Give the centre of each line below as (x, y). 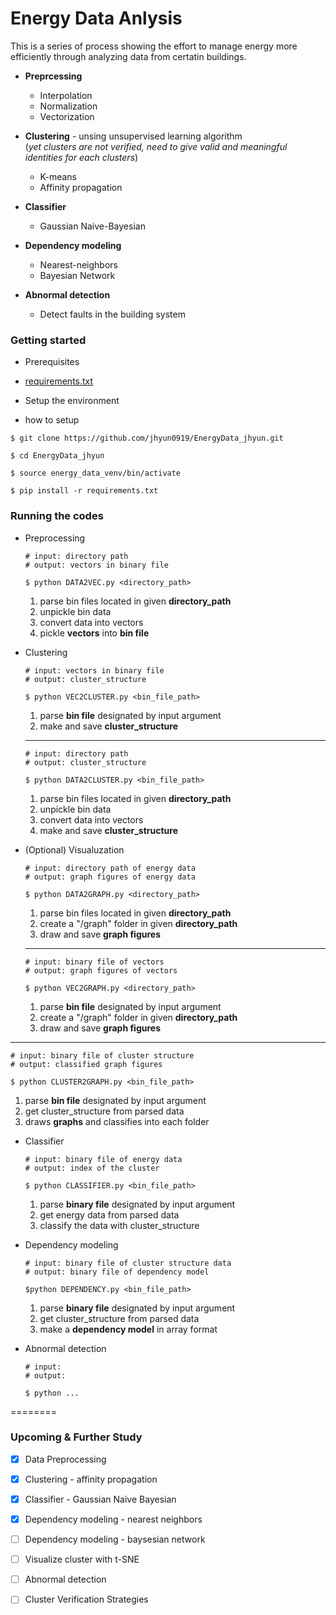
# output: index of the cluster (92, 1168)
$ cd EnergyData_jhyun (57, 456)
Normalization (68, 106)
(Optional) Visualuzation (74, 849)
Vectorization (67, 116)
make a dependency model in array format (128, 1329)
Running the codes (57, 516)
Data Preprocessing (65, 1459)
